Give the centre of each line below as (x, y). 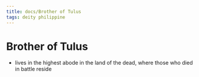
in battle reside (33, 69)
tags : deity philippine (36, 17)
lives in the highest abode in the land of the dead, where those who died (104, 63)
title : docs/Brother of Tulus (44, 12)
